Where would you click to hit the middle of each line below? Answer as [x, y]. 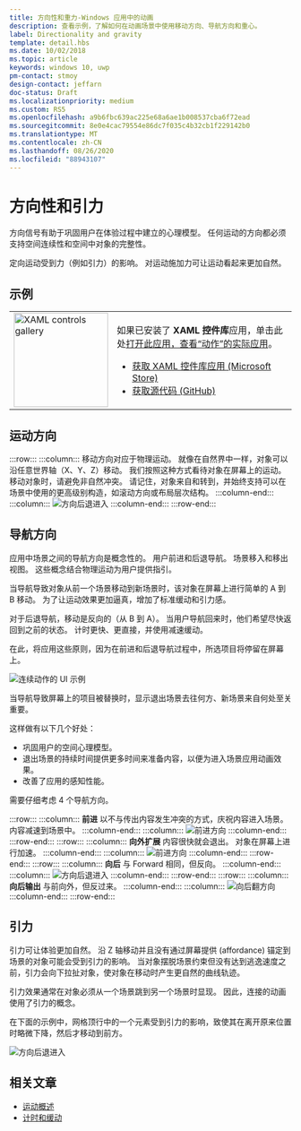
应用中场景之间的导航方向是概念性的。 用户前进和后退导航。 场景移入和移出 [149, 557]
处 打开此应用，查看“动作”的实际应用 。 [197, 344]
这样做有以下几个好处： [52, 728]
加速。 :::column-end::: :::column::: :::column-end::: [132, 852]
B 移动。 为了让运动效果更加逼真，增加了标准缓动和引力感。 [120, 599]
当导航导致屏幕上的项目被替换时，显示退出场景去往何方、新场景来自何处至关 [150, 698]
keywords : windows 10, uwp [60, 68]
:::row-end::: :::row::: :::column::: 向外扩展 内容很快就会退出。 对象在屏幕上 [146, 841]
